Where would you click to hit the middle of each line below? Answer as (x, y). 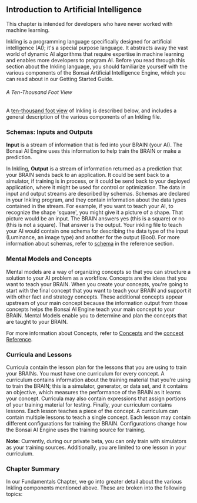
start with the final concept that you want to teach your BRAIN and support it (98, 290)
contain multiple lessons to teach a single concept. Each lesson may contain (98, 417)
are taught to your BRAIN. (37, 321)
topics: (14, 494)
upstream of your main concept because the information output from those (97, 303)
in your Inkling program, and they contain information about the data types (96, 200)
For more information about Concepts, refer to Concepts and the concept (95, 333)
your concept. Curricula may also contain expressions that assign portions (96, 398)
